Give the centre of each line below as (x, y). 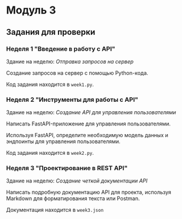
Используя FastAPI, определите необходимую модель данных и (87, 135)
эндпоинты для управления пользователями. (64, 141)
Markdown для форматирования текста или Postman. (73, 198)
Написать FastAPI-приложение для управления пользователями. (89, 124)
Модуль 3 (31, 10)
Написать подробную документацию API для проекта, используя (89, 193)
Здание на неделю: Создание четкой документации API (77, 181)
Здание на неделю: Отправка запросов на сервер (70, 61)
